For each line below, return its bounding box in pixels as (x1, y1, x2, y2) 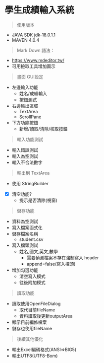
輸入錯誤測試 (11, 147, 38, 153)
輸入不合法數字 (11, 159, 43, 165)
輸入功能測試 (16, 136, 43, 142)
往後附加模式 (19, 280, 46, 286)
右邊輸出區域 (11, 103, 38, 109)
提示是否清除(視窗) (19, 197, 57, 203)
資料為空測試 (11, 218, 38, 224)
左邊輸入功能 (11, 84, 38, 90)
